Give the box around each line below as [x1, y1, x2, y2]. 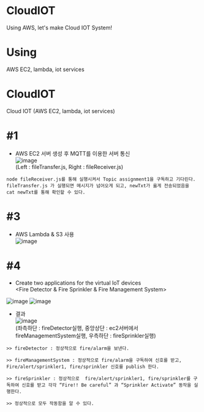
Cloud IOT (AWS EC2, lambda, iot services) [6, 107, 115, 114]
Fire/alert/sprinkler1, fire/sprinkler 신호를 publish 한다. [6, 364, 159, 370]
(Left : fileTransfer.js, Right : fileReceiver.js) [15, 163, 124, 170]
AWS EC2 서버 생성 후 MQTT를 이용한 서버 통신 [15, 149, 130, 157]
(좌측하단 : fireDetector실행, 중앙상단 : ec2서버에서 [15, 324, 139, 331]
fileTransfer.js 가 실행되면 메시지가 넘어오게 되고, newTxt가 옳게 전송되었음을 [6, 182, 190, 189]
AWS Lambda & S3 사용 [15, 230, 75, 238]
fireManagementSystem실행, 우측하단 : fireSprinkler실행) [15, 332, 156, 339]
